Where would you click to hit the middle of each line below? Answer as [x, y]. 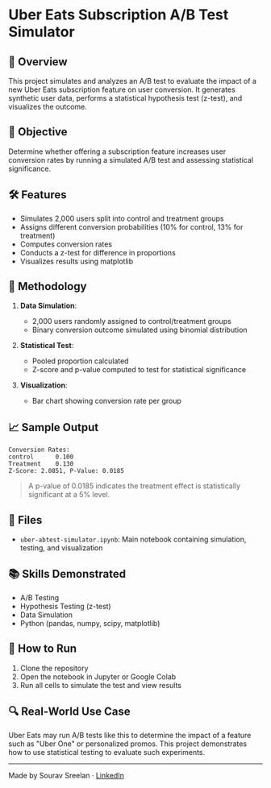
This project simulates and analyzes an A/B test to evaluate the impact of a [132, 81]
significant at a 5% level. [69, 495]
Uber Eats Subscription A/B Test [119, 15]
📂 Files [25, 520]
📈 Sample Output [54, 427]
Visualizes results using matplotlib [77, 261]
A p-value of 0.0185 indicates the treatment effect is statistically [134, 486]
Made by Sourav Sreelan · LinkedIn [67, 775]
